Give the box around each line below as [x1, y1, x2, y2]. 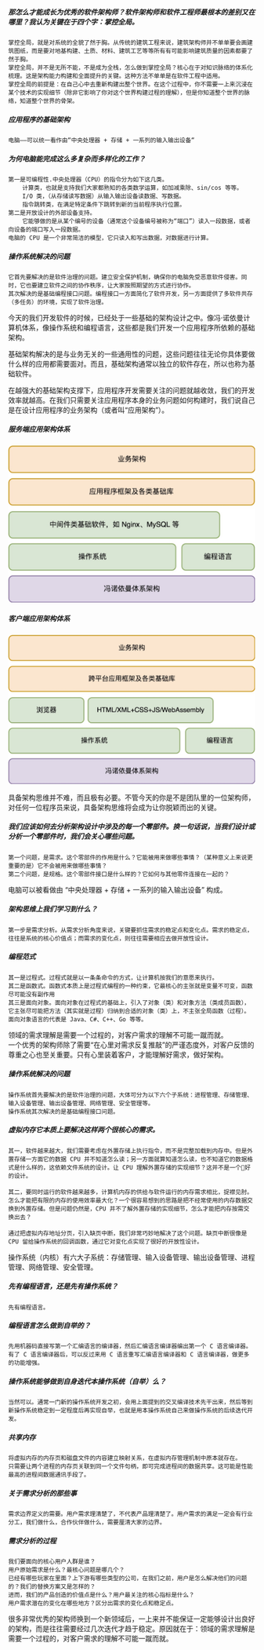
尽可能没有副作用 [8, 990, 56, 998]
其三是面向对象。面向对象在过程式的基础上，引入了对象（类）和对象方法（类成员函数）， [8, 998, 251, 1006]
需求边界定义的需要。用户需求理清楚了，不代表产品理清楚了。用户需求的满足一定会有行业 [8, 1510, 253, 1518]
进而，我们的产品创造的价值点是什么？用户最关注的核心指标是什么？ [8, 1591, 195, 1599]
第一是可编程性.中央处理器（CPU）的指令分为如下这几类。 [8, 175, 168, 184]
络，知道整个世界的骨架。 [8, 97, 78, 105]
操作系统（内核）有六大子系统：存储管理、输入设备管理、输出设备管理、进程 [8, 1252, 255, 1261]
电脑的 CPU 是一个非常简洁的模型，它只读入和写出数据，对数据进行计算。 [8, 234, 213, 242]
